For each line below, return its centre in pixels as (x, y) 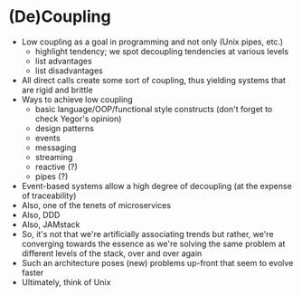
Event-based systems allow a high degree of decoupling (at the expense (157, 186)
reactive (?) (56, 167)
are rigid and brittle (57, 90)
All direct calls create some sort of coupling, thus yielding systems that (154, 80)
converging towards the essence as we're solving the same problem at (153, 243)
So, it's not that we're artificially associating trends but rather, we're (147, 234)
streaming (54, 157)
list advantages (63, 61)
